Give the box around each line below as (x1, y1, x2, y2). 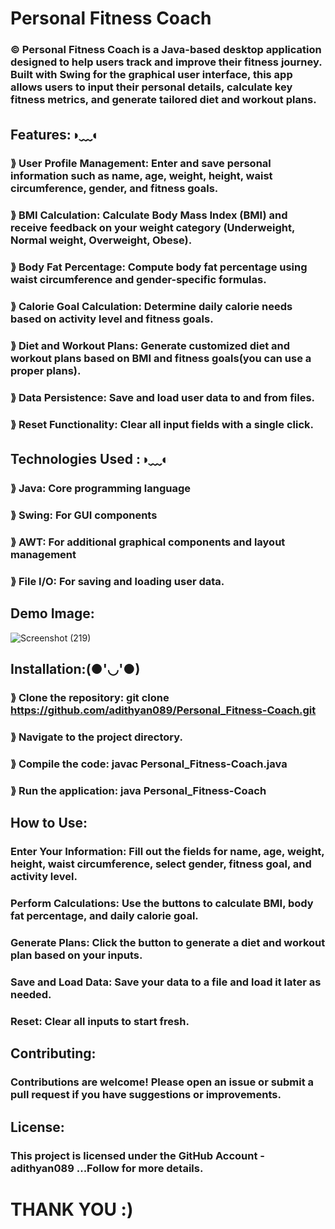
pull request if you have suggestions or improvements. (10, 1088, 282, 1102)
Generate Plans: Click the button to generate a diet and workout (10, 936, 326, 950)
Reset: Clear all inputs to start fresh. (10, 1014, 190, 1028)
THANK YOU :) (10, 1198, 134, 1221)
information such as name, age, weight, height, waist (10, 169, 273, 183)
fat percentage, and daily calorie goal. (10, 909, 199, 923)
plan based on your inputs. (10, 948, 143, 962)
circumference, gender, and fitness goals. (10, 182, 219, 196)
